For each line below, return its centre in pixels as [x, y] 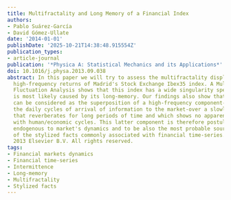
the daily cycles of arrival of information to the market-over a [110, 109]
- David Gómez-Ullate [38, 33]
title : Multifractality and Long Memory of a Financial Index [98, 13]
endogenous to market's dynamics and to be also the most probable [112, 129]
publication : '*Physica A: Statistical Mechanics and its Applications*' [115, 65]
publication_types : [35, 52]
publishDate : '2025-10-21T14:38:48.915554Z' [72, 45]
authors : [20, 20]
